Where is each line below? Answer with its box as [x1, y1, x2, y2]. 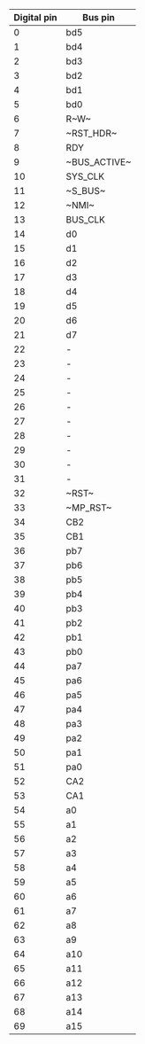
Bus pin [82, 12, 115, 23]
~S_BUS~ [65, 185, 106, 197]
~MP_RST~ [65, 502, 112, 513]
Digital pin [13, 12, 57, 23]
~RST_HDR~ [65, 128, 118, 139]
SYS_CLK [65, 170, 105, 183]
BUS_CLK [65, 214, 106, 225]
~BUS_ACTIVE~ [65, 156, 132, 168]
